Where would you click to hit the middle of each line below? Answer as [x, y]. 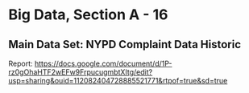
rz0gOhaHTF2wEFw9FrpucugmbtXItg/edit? [81, 72]
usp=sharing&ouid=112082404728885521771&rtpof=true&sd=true [118, 81]
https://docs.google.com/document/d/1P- [103, 63]
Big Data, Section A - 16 [88, 15]
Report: [21, 63]
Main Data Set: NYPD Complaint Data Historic [125, 44]
